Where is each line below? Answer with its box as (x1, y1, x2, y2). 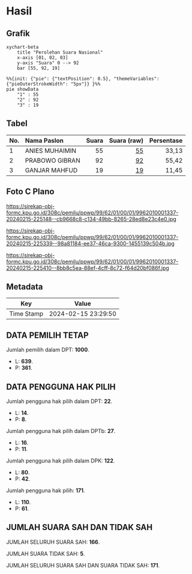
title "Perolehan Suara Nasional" (17, 49, 103, 55)
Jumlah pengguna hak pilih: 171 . (6, 487, 85, 494)
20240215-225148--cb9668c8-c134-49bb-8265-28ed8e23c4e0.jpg (6, 215, 177, 222)
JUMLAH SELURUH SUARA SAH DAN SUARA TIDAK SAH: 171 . (6, 561, 160, 569)
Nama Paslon (25, 136, 64, 145)
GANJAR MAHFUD (25, 166, 78, 174)
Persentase (149, 136, 183, 145)
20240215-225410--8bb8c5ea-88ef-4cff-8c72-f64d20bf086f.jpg (6, 264, 169, 272)
